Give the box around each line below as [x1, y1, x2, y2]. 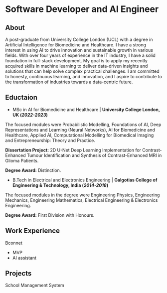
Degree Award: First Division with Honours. [5, 212, 95, 218]
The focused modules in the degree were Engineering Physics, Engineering [5, 192, 160, 198]
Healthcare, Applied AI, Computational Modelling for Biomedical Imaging [5, 132, 154, 138]
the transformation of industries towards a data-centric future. [5, 79, 133, 85]
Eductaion [5, 93, 38, 102]
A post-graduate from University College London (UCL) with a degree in [5, 36, 153, 42]
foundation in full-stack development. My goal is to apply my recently [5, 58, 148, 63]
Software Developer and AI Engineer [5, 3, 159, 15]
